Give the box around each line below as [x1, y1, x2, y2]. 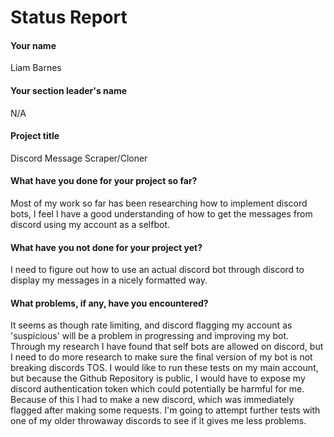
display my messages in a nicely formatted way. [10, 274, 208, 286]
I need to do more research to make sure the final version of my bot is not [10, 351, 313, 363]
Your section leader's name [10, 84, 127, 96]
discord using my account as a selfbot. [10, 219, 171, 230]
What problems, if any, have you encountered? [10, 297, 209, 309]
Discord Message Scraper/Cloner [10, 152, 148, 164]
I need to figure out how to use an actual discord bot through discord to [10, 264, 305, 276]
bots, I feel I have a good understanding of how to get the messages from [10, 208, 313, 220]
